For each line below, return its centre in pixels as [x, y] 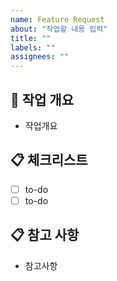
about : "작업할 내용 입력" [59, 29]
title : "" [31, 38]
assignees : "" [40, 57]
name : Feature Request [57, 19]
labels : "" [33, 47]
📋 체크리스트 [49, 160]
